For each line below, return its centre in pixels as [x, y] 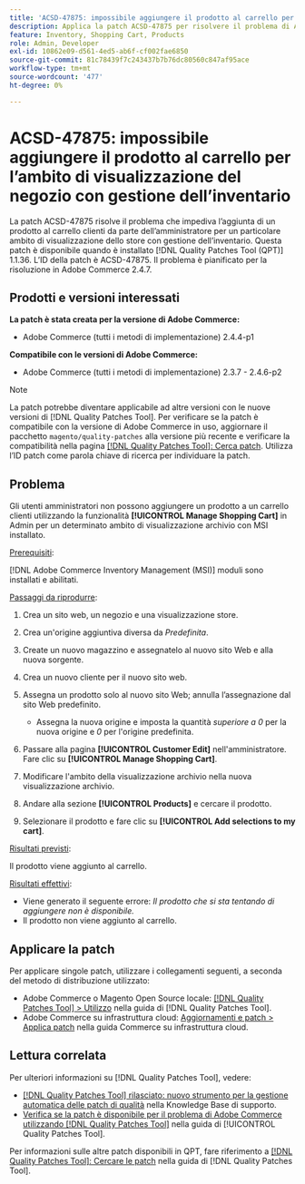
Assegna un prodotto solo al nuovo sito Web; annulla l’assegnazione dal [157, 695]
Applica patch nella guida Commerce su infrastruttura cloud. [135, 1027]
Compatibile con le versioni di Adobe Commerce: [103, 355]
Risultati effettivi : [41, 884]
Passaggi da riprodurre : [54, 597]
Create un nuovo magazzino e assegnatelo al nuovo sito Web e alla [148, 651]
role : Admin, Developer [54, 43]
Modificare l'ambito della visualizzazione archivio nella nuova [137, 777]
